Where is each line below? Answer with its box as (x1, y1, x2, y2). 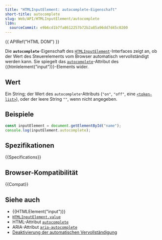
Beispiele (5, 110, 34, 119)
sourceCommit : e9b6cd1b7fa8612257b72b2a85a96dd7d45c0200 (9, 25, 128, 30)
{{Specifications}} (5, 154, 42, 160)
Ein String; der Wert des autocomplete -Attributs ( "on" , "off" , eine (5, 91, 136, 97)
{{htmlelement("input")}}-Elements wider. (5, 64, 89, 70)
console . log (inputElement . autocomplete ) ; (5, 128, 91, 132)
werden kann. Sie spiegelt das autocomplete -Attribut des (5, 59, 119, 65)
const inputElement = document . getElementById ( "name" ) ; (5, 123, 121, 128)
